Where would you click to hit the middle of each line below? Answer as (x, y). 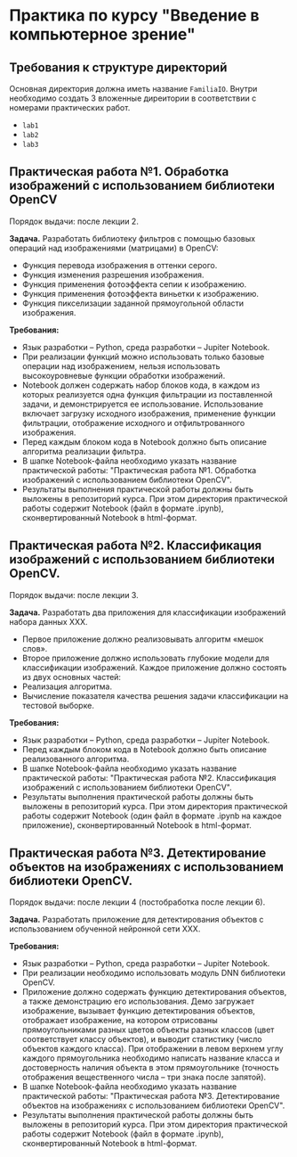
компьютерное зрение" (102, 34)
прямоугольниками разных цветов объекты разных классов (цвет (148, 1030)
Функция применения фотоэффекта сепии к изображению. (134, 284)
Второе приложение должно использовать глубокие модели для (145, 658)
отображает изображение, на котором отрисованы (120, 1021)
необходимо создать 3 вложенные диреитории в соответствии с (133, 98)
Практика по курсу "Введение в (134, 16)
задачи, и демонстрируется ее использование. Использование (143, 404)
